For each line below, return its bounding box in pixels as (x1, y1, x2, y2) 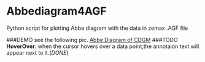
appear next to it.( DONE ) (6, 49, 69, 56)
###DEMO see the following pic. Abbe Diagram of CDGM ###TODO (6, 36, 178, 43)
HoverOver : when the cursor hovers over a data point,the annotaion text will (6, 43, 199, 50)
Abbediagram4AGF (6, 4, 107, 18)
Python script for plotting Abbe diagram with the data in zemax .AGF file (6, 24, 188, 32)
